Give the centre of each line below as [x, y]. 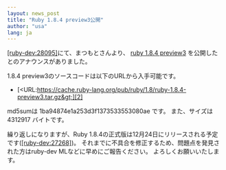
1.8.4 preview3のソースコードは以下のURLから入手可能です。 [93, 76]
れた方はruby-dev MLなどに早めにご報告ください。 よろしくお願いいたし [111, 151]
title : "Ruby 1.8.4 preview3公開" [56, 20]
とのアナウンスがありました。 [49, 62]
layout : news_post [33, 13]
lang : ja [20, 33]
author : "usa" [27, 26]
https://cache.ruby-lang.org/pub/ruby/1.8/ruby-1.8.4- [112, 90]
